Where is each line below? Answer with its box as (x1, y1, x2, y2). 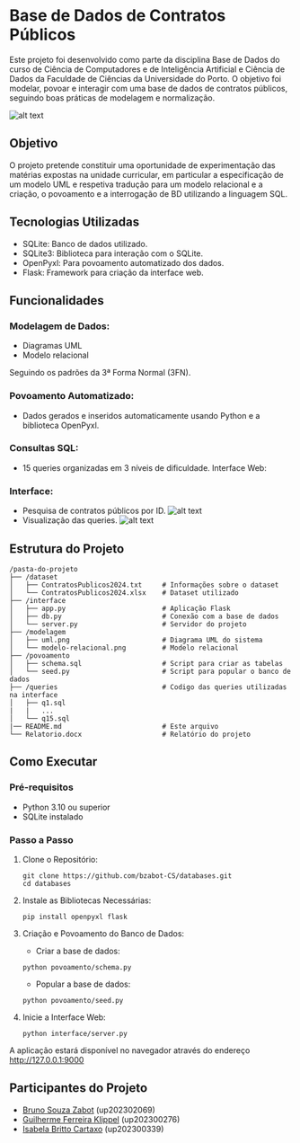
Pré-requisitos (9, 781, 74, 793)
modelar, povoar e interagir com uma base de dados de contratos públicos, (9, 83, 288, 93)
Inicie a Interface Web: (22, 1012, 106, 1023)
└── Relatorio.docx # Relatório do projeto (9, 730, 251, 739)
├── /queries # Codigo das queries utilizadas (9, 682, 287, 692)
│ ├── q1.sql (9, 698, 66, 707)
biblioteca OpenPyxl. (22, 420, 100, 430)
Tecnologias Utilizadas (9, 215, 140, 230)
